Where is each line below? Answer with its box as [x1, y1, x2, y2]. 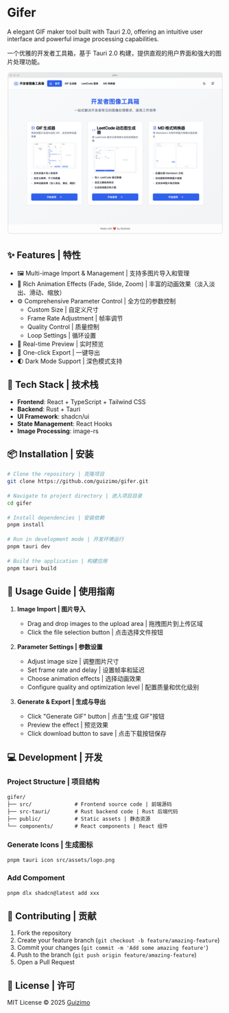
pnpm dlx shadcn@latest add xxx [7, 889, 99, 896]
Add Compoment [7, 873, 65, 883]
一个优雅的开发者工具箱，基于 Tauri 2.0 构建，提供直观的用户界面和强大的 [7, 49, 216, 57]
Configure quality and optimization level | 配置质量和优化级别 [27, 683, 200, 691]
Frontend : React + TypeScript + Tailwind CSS [16, 397, 146, 406]
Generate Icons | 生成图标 [7, 840, 94, 850]
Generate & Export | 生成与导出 [16, 698, 106, 706]
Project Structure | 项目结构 [7, 777, 100, 787]
